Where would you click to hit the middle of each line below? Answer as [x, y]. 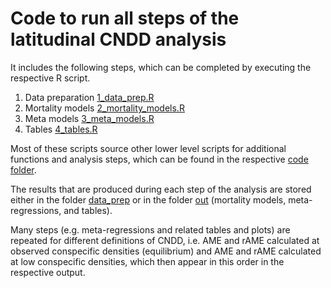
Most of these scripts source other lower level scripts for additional [148, 148]
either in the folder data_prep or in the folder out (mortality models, [148, 199]
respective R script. [50, 78]
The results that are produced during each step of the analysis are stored [161, 189]
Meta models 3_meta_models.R [89, 118]
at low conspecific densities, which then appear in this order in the [147, 261]
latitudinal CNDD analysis [118, 39]
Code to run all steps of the [125, 18]
